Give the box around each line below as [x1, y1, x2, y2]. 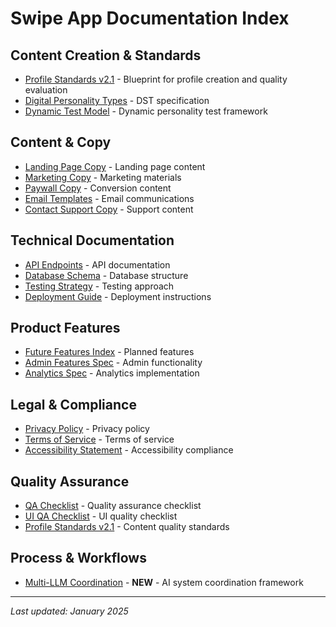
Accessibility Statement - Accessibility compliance [24, 444, 234, 456]
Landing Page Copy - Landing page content [24, 160, 206, 172]
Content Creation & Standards [10, 47, 202, 64]
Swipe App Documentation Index [10, 7, 290, 30]
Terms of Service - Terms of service [24, 433, 175, 446]
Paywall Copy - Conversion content [24, 182, 172, 194]
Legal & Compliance [10, 396, 137, 413]
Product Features [10, 320, 121, 337]
